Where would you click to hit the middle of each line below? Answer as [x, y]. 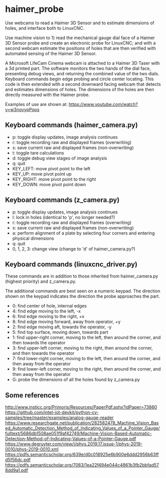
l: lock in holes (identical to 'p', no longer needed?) [63, 217]
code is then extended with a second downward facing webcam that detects [83, 84]
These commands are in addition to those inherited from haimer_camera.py [82, 276]
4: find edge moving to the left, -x [46, 311]
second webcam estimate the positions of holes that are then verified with [81, 48]
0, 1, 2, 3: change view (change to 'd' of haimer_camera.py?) [74, 249]
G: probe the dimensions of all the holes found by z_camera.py [76, 379]
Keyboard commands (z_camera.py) [62, 200]
